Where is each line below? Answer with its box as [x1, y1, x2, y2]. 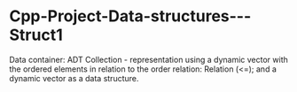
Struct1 [9, 25, 64, 45]
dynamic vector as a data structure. [9, 73, 139, 83]
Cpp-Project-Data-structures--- [9, 6, 252, 27]
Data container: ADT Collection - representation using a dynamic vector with [9, 54, 288, 65]
